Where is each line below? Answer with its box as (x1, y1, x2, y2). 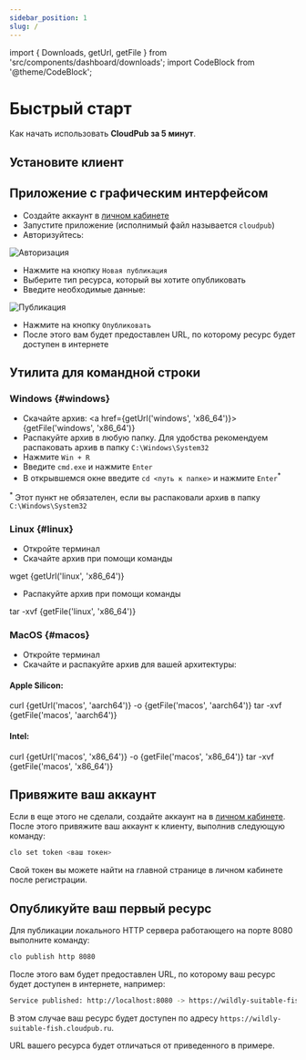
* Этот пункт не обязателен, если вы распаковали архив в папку (9, 489, 261, 502)
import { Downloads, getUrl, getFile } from (9, 46, 168, 57)
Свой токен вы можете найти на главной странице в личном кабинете (9, 865, 284, 876)
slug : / (9, 22, 39, 31)
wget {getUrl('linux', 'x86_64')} (9, 571, 125, 581)
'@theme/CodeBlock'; (9, 66, 93, 77)
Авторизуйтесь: (22, 229, 85, 240)
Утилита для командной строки (9, 365, 200, 381)
